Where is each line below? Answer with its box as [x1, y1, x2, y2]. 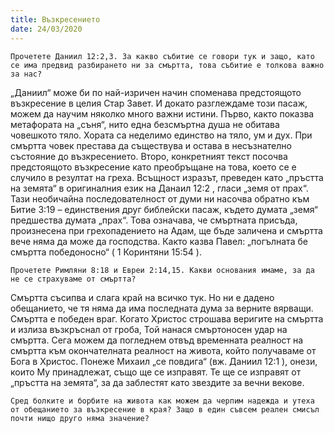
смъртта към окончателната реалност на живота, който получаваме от [10, 344, 317, 356]
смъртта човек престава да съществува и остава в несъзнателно [10, 139, 292, 151]
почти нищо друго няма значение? [10, 413, 150, 423]
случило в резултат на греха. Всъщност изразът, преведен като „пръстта [10, 171, 324, 183]
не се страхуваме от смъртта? [10, 274, 137, 284]
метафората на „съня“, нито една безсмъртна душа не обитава [10, 118, 280, 130]
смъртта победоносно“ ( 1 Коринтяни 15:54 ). [10, 246, 202, 258]
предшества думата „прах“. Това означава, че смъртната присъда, [10, 214, 298, 226]
